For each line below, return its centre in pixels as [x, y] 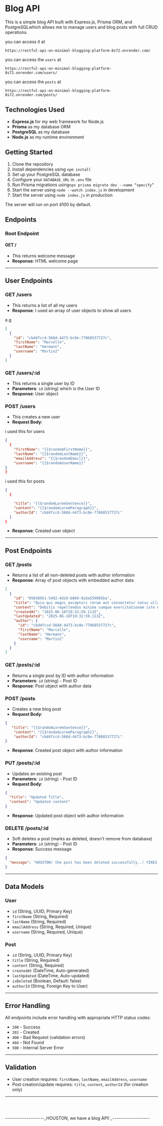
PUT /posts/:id [23, 763]
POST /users [20, 406]
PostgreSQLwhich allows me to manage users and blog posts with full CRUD [81, 27]
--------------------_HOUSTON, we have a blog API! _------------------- [77, 1118]
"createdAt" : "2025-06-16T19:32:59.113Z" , [57, 612]
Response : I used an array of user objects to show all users [72, 310]
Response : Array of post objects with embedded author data [73, 580]
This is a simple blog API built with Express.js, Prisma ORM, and [69, 22]
